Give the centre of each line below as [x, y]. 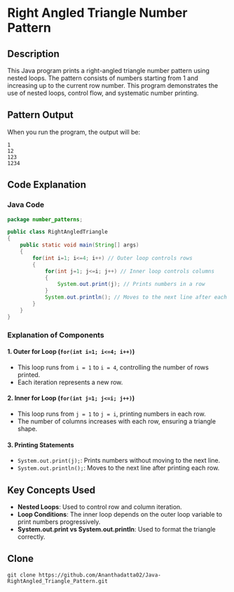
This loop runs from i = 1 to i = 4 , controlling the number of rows [113, 367]
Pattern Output [40, 115]
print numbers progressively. [59, 522]
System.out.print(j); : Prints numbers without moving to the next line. [119, 461]
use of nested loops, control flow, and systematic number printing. [103, 93]
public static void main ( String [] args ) [80, 245]
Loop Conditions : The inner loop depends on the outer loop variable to [120, 514]
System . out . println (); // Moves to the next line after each [136, 297]
